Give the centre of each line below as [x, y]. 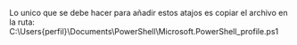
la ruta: [22, 22]
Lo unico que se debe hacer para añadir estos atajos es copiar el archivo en [148, 13]
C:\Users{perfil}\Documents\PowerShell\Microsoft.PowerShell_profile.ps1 [144, 31]
